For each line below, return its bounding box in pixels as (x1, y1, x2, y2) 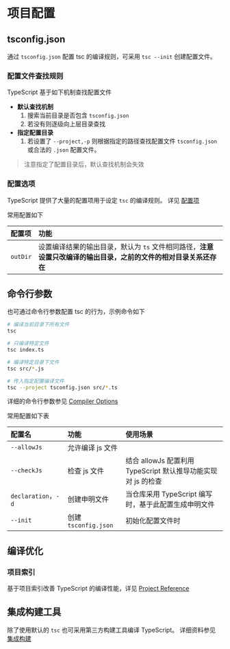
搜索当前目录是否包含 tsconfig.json (27, 111, 129, 119)
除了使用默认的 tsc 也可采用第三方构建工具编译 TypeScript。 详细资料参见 (7, 626, 216, 634)
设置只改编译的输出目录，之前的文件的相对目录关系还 (38, 252, 210, 262)
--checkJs (10, 467, 42, 475)
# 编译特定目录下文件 (7, 358, 60, 365)
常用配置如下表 (7, 412, 49, 420)
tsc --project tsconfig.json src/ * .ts (7, 384, 118, 391)
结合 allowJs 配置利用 (125, 456, 195, 466)
